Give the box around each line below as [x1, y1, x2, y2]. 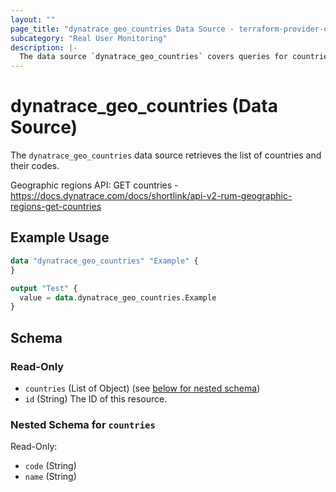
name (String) [24, 471, 77, 483]
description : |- [10, 42, 78, 53]
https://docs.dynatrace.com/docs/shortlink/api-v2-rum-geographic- [10, 190, 293, 202]
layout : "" [10, 14, 56, 25]
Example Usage [10, 229, 110, 246]
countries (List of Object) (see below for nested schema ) [24, 382, 261, 394]
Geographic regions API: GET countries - [10, 179, 179, 191]
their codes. [10, 160, 60, 172]
